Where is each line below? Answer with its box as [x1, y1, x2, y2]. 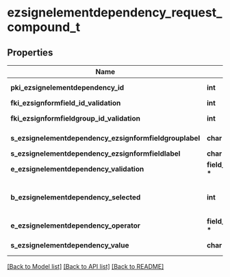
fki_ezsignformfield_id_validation [10, 98, 121, 108]
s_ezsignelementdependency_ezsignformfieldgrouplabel [10, 134, 201, 143]
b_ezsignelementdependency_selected [10, 193, 141, 202]
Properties [7, 47, 53, 58]
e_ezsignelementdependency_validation [10, 165, 144, 173]
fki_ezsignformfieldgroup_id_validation [10, 114, 140, 123]
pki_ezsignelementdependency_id [10, 83, 125, 92]
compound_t [7, 19, 81, 35]
